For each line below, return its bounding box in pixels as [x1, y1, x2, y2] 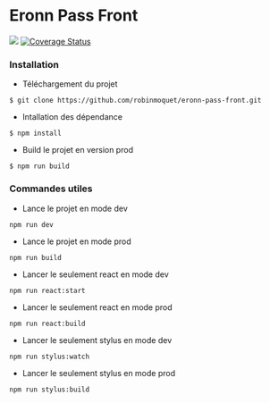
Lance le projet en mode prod [21, 236, 131, 247]
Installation [9, 58, 60, 71]
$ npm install [9, 129, 63, 139]
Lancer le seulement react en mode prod [21, 301, 173, 313]
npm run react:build [9, 319, 87, 328]
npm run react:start [9, 286, 87, 295]
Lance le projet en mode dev [21, 203, 128, 214]
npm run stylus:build [9, 385, 90, 394]
